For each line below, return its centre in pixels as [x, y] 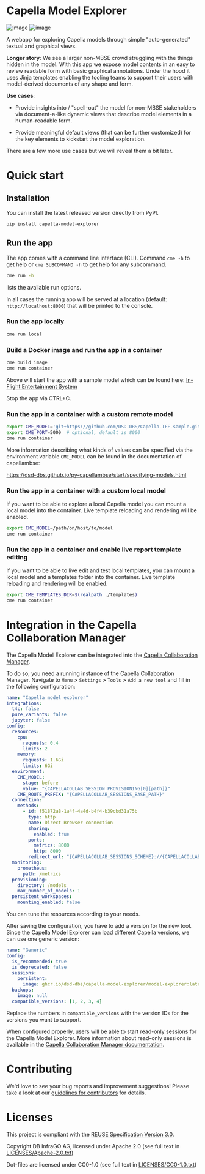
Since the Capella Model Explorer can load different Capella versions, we [98, 933]
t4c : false [26, 709]
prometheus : [32, 868]
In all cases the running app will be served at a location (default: [87, 299]
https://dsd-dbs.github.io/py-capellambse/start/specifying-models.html [96, 474]
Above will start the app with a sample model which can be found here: [95, 379]
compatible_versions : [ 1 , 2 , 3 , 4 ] [57, 1001]
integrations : [24, 703]
